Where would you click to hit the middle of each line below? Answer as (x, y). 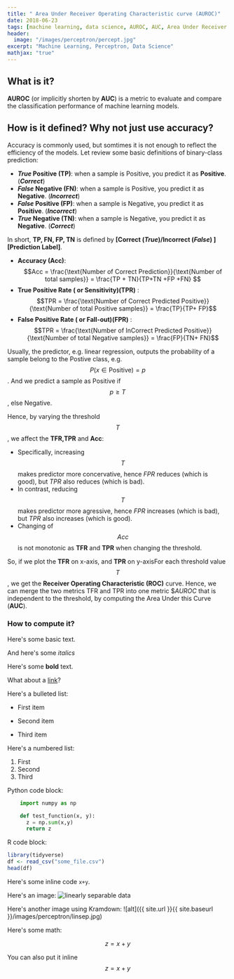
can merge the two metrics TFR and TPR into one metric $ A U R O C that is (112, 590)
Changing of (35, 526)
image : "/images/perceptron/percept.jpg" (75, 40)
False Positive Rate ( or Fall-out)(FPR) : (75, 319)
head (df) (20, 869)
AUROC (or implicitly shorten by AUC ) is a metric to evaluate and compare (115, 98)
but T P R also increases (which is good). (75, 518)
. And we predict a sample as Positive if (64, 381)
